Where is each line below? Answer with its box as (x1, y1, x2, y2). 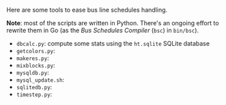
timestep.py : (16, 90, 53, 98)
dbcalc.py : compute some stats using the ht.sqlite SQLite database (16, 40, 210, 47)
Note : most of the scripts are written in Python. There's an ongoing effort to (6, 19, 219, 27)
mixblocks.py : (16, 61, 55, 69)
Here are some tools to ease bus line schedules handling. (6, 6, 168, 14)
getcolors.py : (16, 47, 55, 55)
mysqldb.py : (16, 68, 49, 76)
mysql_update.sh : (16, 76, 65, 84)
